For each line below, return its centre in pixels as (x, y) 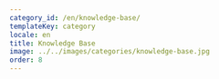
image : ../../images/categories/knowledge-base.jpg (109, 52)
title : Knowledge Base (52, 43)
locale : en (30, 35)
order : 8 (26, 60)
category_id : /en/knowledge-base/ (75, 18)
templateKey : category (52, 26)
